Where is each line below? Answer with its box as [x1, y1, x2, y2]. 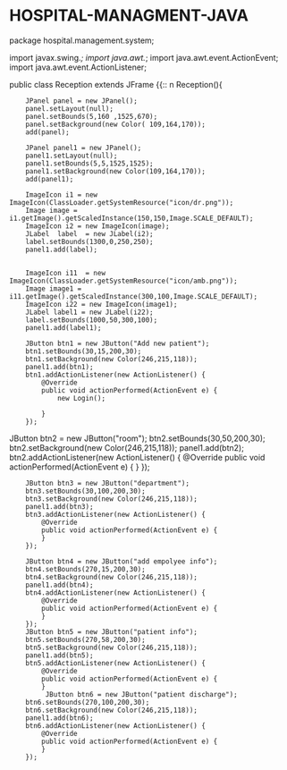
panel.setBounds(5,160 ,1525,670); [25, 112, 158, 121]
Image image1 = [25, 283, 82, 293]
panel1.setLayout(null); [25, 151, 118, 160]
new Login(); [56, 393, 106, 402]
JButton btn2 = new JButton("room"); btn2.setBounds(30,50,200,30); [9, 433, 266, 444]
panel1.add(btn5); [25, 650, 94, 660]
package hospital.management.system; [9, 35, 155, 46]
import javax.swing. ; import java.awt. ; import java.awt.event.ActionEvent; [9, 52, 279, 63]
